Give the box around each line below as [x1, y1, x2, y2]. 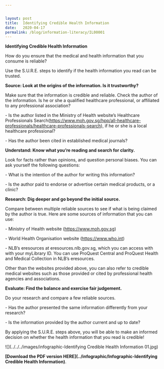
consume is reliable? [5, 58, 47, 64]
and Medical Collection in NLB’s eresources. [5, 256, 95, 262]
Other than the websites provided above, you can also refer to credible [5, 265, 149, 271]
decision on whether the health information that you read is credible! [5, 334, 145, 340]
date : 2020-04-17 [5, 25, 45, 30]
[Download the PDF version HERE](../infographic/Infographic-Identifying [5, 354, 158, 360]
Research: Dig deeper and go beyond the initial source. [5, 196, 120, 202]
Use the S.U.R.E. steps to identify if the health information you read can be [5, 68, 157, 74]
